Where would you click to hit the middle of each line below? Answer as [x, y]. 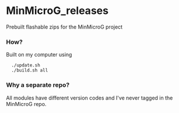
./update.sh [26, 65]
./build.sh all [30, 70]
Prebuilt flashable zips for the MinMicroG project [64, 27]
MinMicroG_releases [57, 11]
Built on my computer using [39, 55]
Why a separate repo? [38, 85]
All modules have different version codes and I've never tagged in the [89, 98]
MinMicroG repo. [26, 104]
